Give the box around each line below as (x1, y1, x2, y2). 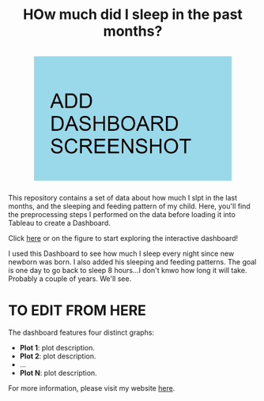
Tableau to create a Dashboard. (8, 219, 111, 228)
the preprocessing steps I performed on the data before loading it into (8, 210, 236, 219)
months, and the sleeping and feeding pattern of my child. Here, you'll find (8, 201, 251, 211)
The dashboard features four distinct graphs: (8, 328, 155, 337)
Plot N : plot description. (19, 369, 97, 378)
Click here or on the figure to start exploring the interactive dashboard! (8, 234, 239, 243)
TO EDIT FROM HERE (8, 302, 146, 320)
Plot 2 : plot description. (19, 351, 96, 361)
